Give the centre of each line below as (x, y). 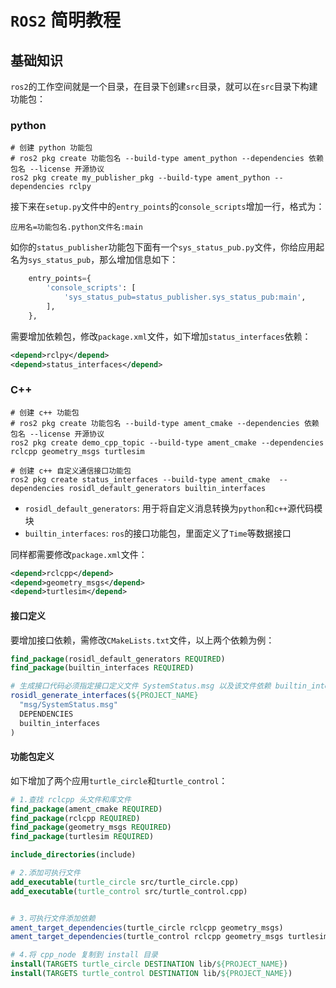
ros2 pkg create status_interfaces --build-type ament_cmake (140, 479)
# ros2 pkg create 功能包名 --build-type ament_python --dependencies (157, 159)
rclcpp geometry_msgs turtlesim (77, 451)
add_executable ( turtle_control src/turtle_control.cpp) (129, 891)
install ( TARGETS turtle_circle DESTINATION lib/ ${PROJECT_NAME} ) (149, 964)
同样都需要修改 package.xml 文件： (79, 554)
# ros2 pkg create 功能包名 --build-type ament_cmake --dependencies (155, 423)
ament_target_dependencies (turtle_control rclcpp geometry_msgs (147, 937)
